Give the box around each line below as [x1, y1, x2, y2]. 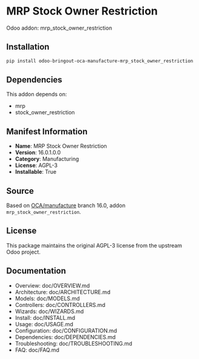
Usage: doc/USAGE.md [15, 320, 74, 328]
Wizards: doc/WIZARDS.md [15, 308, 84, 315]
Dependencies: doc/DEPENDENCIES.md [15, 333, 116, 340]
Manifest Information [6, 126, 88, 137]
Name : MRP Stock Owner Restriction [15, 142, 107, 150]
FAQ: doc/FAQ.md [15, 346, 59, 354]
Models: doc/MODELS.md [15, 295, 80, 302]
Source [6, 186, 34, 196]
